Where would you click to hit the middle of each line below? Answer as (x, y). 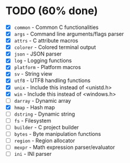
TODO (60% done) (52, 11)
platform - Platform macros (47, 67)
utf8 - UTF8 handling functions (52, 80)
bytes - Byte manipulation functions (57, 133)
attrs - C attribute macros (46, 41)
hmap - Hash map (35, 107)
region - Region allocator (44, 141)
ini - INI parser (33, 154)
